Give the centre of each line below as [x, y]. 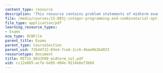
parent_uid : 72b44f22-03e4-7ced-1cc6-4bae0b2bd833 [57, 49]
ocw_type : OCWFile [24, 36]
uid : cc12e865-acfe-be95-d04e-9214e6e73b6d [50, 63]
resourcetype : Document [29, 54]
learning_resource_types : [31, 27]
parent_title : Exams [26, 41]
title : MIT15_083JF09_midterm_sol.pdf [44, 59]
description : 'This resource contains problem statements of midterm [77, 14]
